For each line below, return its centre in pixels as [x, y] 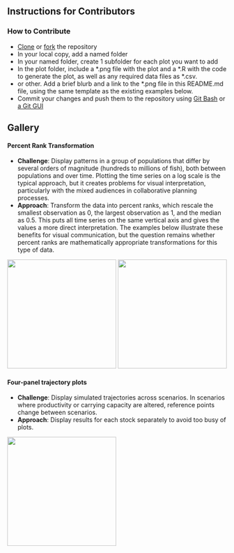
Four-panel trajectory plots [47, 382]
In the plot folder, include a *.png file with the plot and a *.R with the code [122, 68]
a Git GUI [30, 106]
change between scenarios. [57, 412]
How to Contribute [39, 31]
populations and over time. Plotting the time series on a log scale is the [119, 176]
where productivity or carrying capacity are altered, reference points [116, 405]
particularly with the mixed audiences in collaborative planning [107, 190]
